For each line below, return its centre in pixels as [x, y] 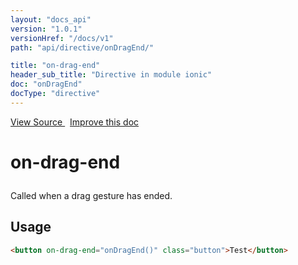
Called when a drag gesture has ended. [91, 195]
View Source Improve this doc [75, 122]
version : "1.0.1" [46, 29]
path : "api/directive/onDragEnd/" [82, 47]
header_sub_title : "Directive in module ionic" [111, 75]
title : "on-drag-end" [55, 66]
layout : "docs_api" [51, 19]
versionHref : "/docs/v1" [62, 38]
